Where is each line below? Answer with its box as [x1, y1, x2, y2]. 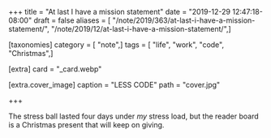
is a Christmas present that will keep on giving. [8, 120, 165, 129]
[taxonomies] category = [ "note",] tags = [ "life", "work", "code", [8, 40, 225, 50]
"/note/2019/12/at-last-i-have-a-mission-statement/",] [51, 24, 231, 33]
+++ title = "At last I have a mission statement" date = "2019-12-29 [8, 7, 231, 16]
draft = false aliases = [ [33, 15, 111, 25]
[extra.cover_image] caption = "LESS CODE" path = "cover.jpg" [8, 80, 221, 89]
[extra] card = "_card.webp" [8, 64, 102, 74]
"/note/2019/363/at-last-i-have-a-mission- [112, 15, 256, 25]
